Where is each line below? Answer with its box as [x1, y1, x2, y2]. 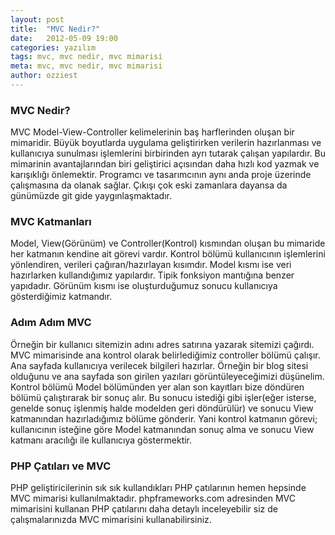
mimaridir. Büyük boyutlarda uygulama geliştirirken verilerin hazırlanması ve [10, 137, 322, 149]
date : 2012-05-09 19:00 [10, 33, 118, 43]
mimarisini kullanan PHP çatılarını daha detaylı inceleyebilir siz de [10, 503, 278, 515]
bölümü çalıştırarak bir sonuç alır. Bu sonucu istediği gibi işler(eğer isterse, [10, 391, 317, 403]
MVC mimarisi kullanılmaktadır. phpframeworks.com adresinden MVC [10, 492, 296, 505]
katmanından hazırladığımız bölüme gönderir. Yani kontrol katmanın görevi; [10, 412, 318, 425]
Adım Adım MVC [10, 316, 92, 330]
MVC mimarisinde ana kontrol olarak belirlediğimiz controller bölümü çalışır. [10, 349, 321, 361]
